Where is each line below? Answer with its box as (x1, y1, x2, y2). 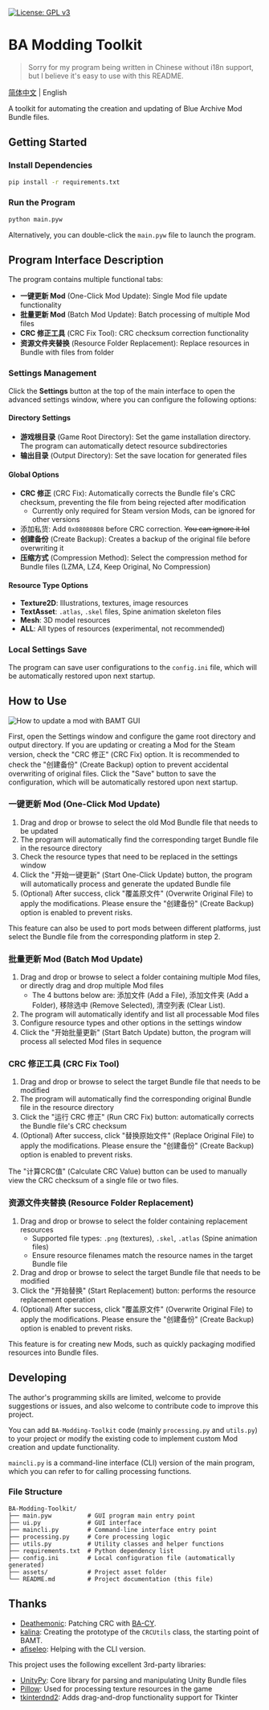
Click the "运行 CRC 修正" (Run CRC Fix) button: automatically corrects (19, 1112, 255, 1122)
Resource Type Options (8, 580, 88, 590)
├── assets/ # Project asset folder (8, 1567, 167, 1576)
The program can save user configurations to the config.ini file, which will (8, 662, 257, 672)
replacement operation (19, 1294, 96, 1304)
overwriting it (19, 544, 64, 553)
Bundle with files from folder (19, 347, 115, 358)
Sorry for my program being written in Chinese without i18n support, (27, 62, 255, 72)
